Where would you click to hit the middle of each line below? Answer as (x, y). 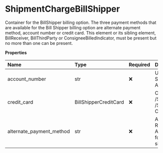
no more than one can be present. (39, 43)
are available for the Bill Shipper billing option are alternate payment (73, 27)
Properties (16, 53)
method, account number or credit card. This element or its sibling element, (81, 33)
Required (139, 64)
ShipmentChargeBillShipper (63, 9)
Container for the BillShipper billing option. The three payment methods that (81, 22)
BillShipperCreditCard (99, 102)
